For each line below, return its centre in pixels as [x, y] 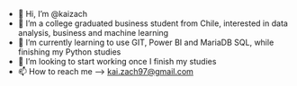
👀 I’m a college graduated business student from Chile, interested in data [153, 23]
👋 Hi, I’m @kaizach [53, 14]
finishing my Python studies [69, 52]
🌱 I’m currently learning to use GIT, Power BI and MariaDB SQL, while [146, 42]
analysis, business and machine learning [93, 33]
